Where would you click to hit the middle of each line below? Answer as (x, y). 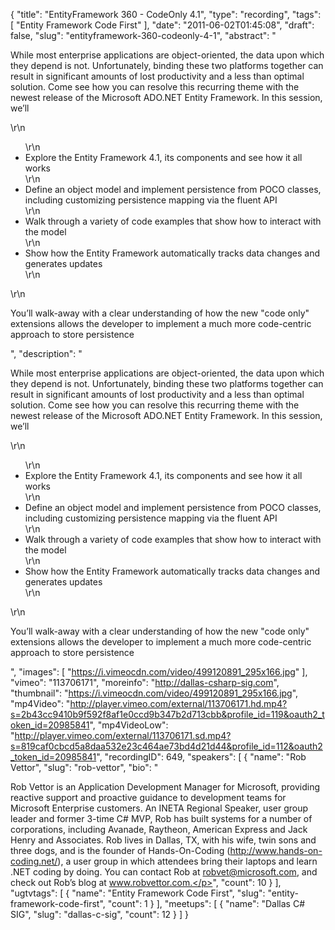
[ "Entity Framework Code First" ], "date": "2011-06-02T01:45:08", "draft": (162, 25)
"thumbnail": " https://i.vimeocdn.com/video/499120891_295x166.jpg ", (154, 693)
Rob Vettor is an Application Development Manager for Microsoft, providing (165, 787)
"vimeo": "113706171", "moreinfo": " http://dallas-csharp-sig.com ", (145, 682)
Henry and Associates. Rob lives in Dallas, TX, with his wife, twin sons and (163, 840)
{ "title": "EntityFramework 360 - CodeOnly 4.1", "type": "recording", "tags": (166, 14)
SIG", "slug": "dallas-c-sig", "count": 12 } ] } (99, 914)
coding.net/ (34, 861)
